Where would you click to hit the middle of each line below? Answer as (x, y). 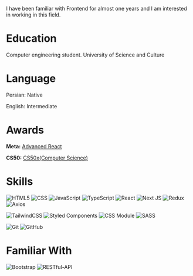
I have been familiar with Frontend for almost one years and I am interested (97, 9)
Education (31, 39)
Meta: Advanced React (34, 146)
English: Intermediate (32, 106)
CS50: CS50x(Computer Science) (47, 158)
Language (31, 79)
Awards (25, 130)
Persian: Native (24, 95)
